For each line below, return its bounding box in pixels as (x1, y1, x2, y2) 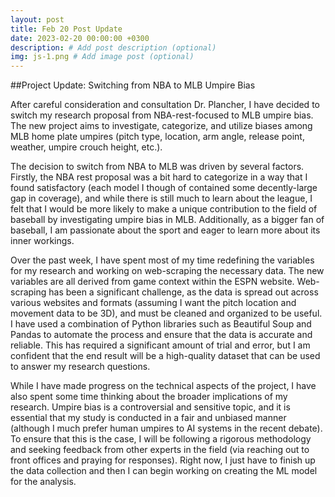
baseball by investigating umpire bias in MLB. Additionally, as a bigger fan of (10, 214, 325, 226)
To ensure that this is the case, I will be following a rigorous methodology (10, 433, 312, 445)
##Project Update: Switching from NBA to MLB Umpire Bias (10, 79, 256, 91)
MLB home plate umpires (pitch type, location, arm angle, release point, (10, 131, 305, 143)
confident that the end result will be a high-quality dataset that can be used (10, 350, 321, 362)
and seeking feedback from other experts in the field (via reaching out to (10, 444, 310, 456)
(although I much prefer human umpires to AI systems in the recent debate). (10, 422, 323, 435)
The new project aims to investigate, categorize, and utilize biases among (10, 120, 313, 132)
